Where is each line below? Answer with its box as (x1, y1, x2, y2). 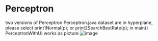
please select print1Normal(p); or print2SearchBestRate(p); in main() (5, 24, 148, 30)
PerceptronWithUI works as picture (5, 30, 79, 36)
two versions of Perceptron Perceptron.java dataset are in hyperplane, (5, 19, 153, 25)
